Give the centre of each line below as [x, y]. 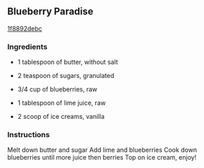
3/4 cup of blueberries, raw [57, 89]
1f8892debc [25, 28]
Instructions [29, 135]
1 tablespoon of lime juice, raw [62, 103]
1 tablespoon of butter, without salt [68, 62]
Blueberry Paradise [50, 12]
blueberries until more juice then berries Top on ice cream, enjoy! [102, 157]
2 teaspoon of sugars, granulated [66, 76]
